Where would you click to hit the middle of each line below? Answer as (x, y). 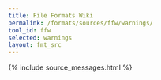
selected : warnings (40, 38)
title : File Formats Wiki (51, 15)
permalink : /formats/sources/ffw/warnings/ (81, 23)
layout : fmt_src (35, 45)
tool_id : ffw (30, 30)
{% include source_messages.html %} (70, 67)
